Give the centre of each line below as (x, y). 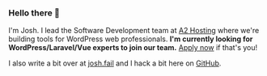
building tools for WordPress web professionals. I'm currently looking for (131, 39)
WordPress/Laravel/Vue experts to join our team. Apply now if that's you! (133, 48)
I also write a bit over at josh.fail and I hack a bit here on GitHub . (115, 63)
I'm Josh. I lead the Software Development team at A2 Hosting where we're (134, 31)
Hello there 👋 (34, 13)
